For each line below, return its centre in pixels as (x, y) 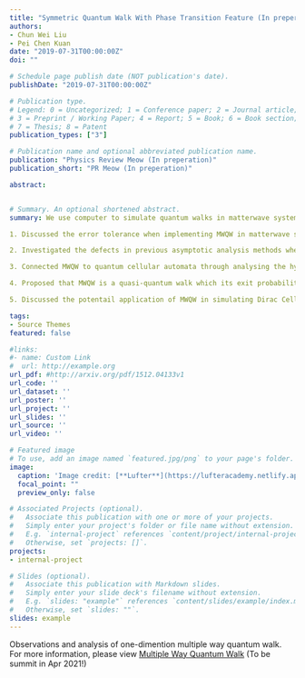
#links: (24, 349)
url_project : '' (40, 409)
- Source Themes (40, 324)
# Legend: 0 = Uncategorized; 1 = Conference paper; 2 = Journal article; (154, 110)
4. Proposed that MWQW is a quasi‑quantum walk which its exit (132, 284)
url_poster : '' (38, 400)
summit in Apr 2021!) (48, 663)
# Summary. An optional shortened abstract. (95, 209)
